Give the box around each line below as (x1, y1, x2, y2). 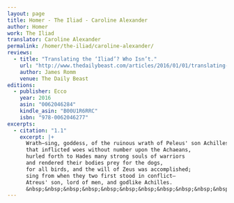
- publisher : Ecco (13, 88, 68, 95)
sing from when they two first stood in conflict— (25, 172, 176, 179)
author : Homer (7, 23, 49, 30)
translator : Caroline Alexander (7, 36, 101, 43)
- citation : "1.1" (13, 127, 68, 134)
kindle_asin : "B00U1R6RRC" (19, 107, 98, 114)
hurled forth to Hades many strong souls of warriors (25, 153, 186, 160)
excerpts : (7, 120, 36, 128)
